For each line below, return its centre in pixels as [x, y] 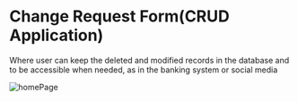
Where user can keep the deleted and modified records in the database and [149, 60]
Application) [57, 35]
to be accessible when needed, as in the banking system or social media [144, 70]
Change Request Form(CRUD [120, 17]
